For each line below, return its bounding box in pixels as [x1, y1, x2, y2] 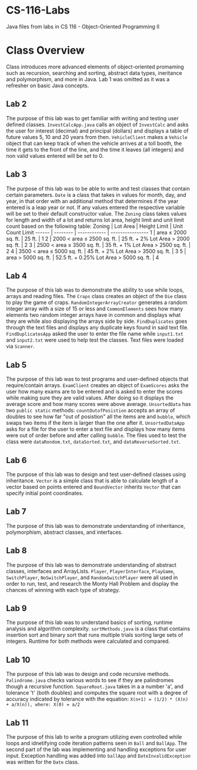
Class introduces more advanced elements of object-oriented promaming [6, 63, 184, 70]
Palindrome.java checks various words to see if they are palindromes [6, 677, 174, 684]
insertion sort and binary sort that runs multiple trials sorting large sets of [6, 632, 183, 639]
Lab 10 [6, 655, 31, 665]
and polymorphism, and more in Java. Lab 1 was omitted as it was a [6, 75, 170, 82]
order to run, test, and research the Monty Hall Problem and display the [6, 580, 179, 587]
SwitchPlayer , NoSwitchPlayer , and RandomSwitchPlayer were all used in [6, 574, 178, 581]
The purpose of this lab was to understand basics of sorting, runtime [6, 619, 173, 626]
